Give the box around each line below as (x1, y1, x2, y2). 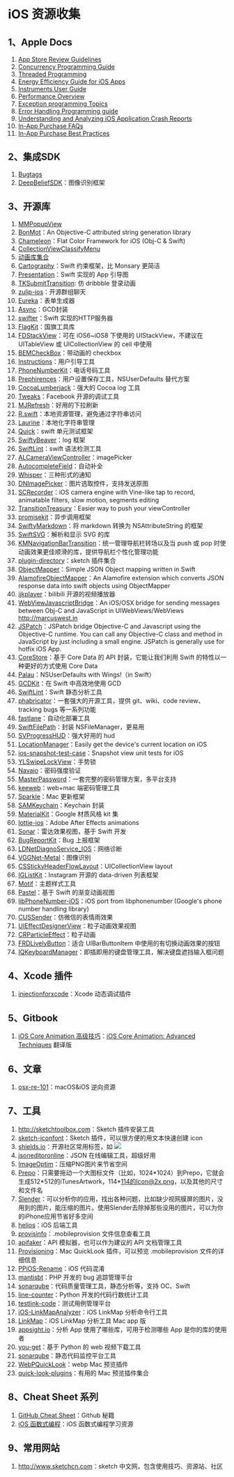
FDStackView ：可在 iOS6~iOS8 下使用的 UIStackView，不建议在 (17, 331, 204, 339)
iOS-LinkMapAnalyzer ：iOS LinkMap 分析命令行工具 (17, 1308, 168, 1316)
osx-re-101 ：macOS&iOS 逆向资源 (17, 1083, 116, 1091)
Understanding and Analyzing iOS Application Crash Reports (17, 114, 192, 123)
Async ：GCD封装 (17, 304, 68, 314)
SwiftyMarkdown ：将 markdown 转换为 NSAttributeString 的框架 (17, 521, 203, 529)
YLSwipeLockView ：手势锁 (17, 757, 97, 766)
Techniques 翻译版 (17, 1041, 72, 1049)
